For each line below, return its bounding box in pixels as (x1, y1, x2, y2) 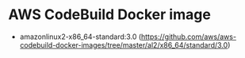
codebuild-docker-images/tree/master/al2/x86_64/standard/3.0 (19, 40, 228, 49)
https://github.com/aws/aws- (141, 32, 236, 41)
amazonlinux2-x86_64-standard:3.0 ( (19, 32, 142, 41)
